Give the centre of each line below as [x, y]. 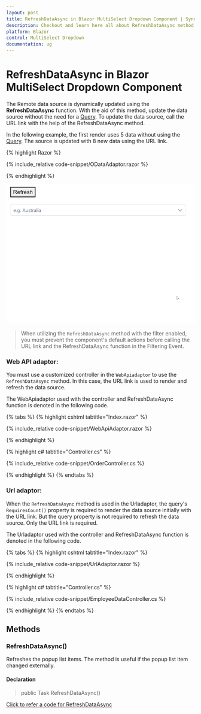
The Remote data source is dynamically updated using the [78, 104]
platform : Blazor [28, 32]
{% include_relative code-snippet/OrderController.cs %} [75, 464]
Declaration [21, 679]
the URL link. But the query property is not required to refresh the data [93, 516]
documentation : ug [29, 44]
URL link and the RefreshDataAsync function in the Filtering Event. [102, 346]
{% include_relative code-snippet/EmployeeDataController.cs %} [86, 598]
